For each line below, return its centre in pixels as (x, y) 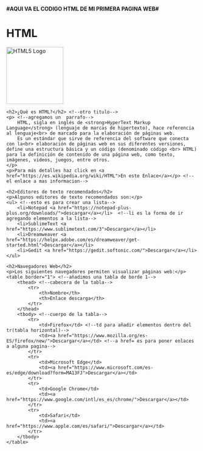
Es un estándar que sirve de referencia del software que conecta (103, 138)
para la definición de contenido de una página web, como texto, (91, 155)
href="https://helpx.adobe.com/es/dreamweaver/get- (73, 240)
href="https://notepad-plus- (95, 208)
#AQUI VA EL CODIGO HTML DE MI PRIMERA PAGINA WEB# (83, 9)
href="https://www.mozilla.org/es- (103, 335)
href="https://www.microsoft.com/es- (106, 368)
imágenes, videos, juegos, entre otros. (58, 160)
